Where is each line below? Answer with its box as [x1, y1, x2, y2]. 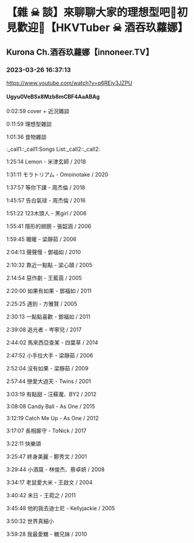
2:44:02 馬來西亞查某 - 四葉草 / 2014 [6, 339, 99, 347]
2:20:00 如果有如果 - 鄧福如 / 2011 [6, 287, 92, 295]
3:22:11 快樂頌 [6, 440, 41, 448]
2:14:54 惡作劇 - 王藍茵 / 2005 [6, 274, 82, 282]
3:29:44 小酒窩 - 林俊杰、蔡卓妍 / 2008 [6, 466, 105, 473]
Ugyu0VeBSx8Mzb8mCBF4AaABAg [6, 93, 100, 100]
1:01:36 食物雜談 [6, 133, 47, 140]
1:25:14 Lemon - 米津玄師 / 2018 [6, 158, 86, 165]
